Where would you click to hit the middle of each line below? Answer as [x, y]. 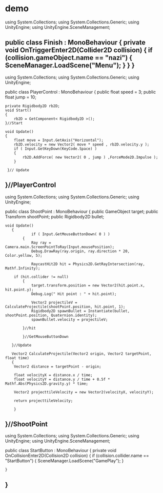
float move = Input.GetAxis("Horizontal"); [59, 140]
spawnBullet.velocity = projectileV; [70, 319]
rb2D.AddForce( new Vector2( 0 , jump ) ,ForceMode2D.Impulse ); [91, 157]
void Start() [18, 110]
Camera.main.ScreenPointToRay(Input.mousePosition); [60, 247]
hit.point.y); [20, 289]
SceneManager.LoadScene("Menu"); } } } [70, 66]
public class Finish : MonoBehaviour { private [75, 43]
